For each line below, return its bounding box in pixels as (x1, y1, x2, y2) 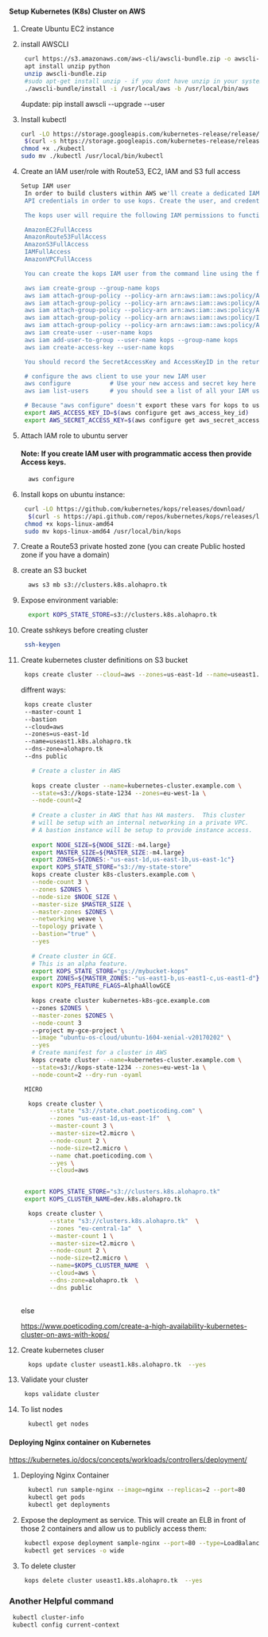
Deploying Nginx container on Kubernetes (9, 1437, 151, 1447)
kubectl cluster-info (12, 1613, 84, 1621)
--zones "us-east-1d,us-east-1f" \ (49, 1114, 171, 1122)
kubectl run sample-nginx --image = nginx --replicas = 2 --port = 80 (28, 1486, 246, 1494)
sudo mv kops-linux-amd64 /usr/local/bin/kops (24, 527, 181, 535)
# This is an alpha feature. (31, 960, 128, 968)
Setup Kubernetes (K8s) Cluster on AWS (9, 6, 146, 16)
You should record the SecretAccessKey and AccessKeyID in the (24, 357, 239, 366)
